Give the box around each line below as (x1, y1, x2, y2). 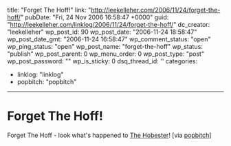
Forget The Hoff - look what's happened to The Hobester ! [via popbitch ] (7, 131, 212, 139)
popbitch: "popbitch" (16, 78, 77, 85)
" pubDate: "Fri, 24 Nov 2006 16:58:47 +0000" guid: (20, 13, 169, 21)
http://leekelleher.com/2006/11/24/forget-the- (90, 6, 221, 14)
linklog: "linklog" (16, 70, 64, 79)
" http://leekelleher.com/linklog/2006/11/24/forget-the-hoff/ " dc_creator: (7, 21, 210, 28)
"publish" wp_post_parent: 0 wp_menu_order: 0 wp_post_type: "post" (7, 50, 205, 58)
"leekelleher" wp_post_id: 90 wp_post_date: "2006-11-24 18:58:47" (7, 28, 197, 36)
